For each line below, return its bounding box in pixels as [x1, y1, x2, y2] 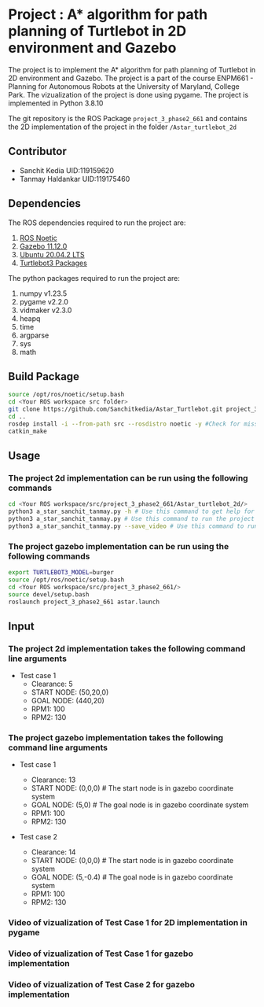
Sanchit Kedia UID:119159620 [19, 165, 114, 175]
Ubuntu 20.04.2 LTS [19, 249, 85, 259]
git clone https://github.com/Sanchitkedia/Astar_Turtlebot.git [8, 405, 223, 414]
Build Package [8, 370, 80, 383]
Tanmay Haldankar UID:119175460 [19, 174, 130, 183]
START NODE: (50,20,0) [31, 688, 109, 697]
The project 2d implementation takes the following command [8, 643, 246, 654]
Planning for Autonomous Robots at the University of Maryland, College [8, 81, 240, 91]
